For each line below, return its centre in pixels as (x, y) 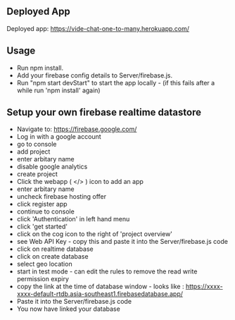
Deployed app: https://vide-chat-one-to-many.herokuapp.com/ (98, 28)
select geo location (44, 264)
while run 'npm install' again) (58, 90)
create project (37, 174)
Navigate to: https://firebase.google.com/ (77, 129)
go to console (37, 144)
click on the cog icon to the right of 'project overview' (95, 234)
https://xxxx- (204, 287)
